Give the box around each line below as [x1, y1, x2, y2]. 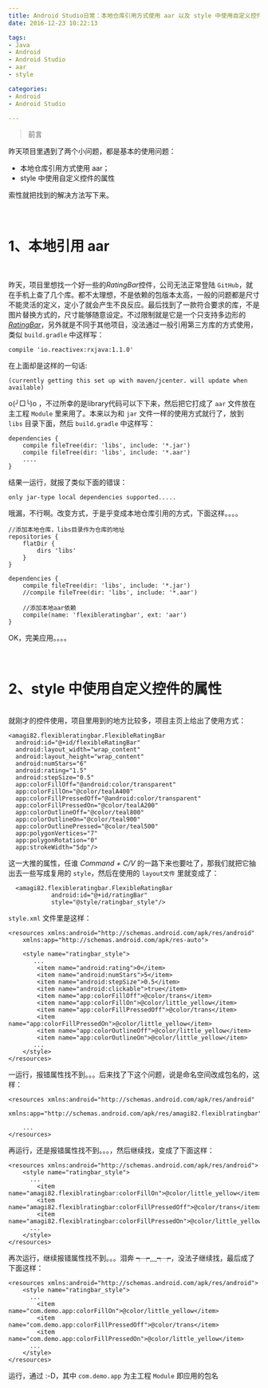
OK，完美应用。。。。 [8, 633, 72, 643]
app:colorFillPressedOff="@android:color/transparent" [15, 795, 202, 802]
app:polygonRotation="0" [15, 837, 98, 845]
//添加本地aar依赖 [22, 604, 77, 613]
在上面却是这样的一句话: [8, 361, 88, 371]
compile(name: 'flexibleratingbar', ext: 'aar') [22, 611, 187, 619]
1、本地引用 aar [8, 237, 110, 255]
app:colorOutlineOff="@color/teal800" [15, 809, 145, 817]
